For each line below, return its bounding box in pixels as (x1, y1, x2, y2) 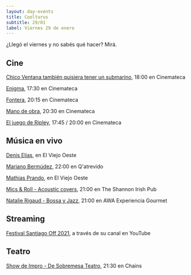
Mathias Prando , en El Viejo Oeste (6, 174, 88, 181)
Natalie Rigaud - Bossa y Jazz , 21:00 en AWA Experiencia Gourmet (6, 197, 168, 204)
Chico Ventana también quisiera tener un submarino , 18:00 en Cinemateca (6, 74, 186, 81)
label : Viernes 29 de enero (6, 25, 75, 31)
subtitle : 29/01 (6, 19, 46, 25)
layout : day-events (6, 8, 54, 15)
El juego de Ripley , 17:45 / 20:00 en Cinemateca (6, 119, 122, 126)
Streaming (6, 214, 45, 224)
